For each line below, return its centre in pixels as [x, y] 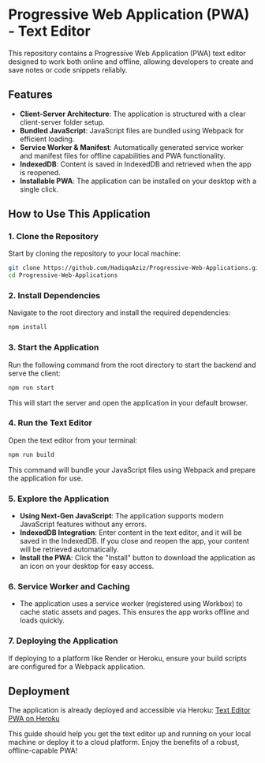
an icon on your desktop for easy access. [87, 566]
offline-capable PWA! [43, 750]
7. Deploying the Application [63, 641]
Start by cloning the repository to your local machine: [95, 253]
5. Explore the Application [59, 499]
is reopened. [40, 172]
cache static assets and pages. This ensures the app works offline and [134, 612]
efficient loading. [47, 139]
